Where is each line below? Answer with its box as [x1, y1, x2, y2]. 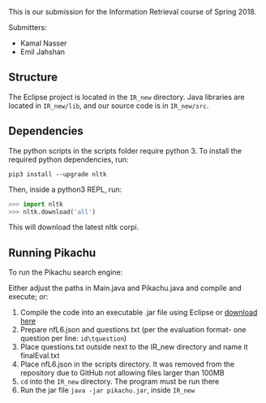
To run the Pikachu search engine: [8, 267, 123, 277]
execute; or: [8, 292, 49, 301]
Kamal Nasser [19, 38, 67, 48]
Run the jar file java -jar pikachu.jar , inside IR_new [19, 385, 195, 395]
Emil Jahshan [19, 47, 66, 56]
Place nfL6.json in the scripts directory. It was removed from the [19, 359, 235, 369]
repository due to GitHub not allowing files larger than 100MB [19, 368, 225, 378]
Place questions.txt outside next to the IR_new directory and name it [19, 342, 249, 352]
